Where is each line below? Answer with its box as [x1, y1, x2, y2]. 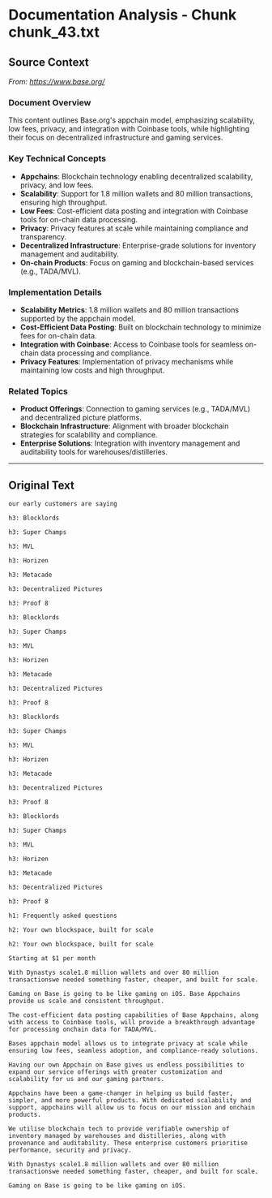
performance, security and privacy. [8, 1146, 132, 1154]
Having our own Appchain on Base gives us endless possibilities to [8, 1061, 244, 1069]
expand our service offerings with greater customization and [8, 1068, 223, 1076]
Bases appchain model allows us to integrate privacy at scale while [8, 1040, 249, 1048]
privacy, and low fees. [19, 180, 94, 190]
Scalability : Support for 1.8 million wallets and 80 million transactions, [19, 188, 253, 198]
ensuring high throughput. [19, 197, 108, 207]
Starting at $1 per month [8, 955, 96, 963]
